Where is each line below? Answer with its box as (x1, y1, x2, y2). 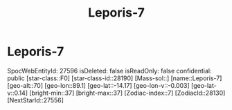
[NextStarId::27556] (7, 95, 64, 104)
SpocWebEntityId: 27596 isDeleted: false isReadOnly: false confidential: (7, 66, 212, 75)
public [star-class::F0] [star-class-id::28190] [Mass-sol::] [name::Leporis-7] (7, 74, 222, 82)
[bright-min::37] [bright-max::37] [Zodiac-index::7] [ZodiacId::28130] (29, 89, 226, 97)
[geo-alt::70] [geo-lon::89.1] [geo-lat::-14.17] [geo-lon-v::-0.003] (7, 81, 190, 89)
